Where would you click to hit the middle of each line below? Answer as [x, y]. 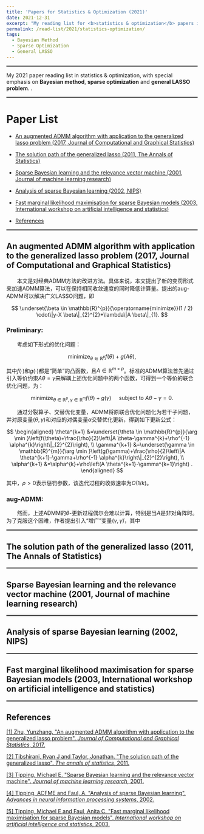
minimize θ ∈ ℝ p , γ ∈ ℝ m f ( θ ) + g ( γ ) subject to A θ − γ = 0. [102, 399]
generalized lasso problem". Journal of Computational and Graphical [93, 739]
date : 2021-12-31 [28, 18]
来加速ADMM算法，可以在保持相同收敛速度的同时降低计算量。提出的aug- [98, 288]
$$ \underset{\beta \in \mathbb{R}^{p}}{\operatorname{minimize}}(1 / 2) [102, 308]
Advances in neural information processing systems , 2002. [80, 799]
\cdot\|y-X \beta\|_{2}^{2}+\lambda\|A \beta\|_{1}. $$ [102, 314]
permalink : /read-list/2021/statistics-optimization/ [76, 29]
